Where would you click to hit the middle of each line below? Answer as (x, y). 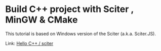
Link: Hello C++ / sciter (29, 43)
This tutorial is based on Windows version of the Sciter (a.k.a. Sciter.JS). (80, 33)
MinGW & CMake (42, 20)
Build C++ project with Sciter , (70, 9)
